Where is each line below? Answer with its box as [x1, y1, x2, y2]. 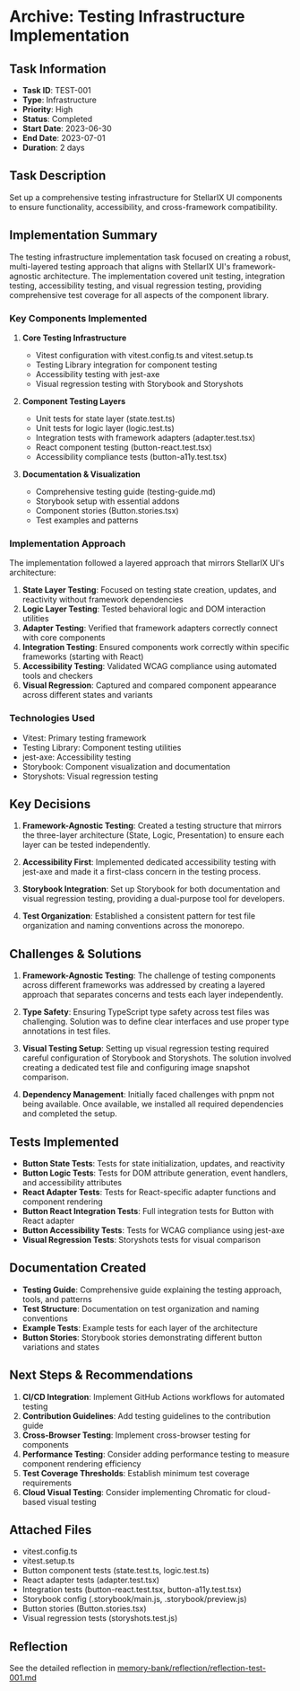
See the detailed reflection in [9, 1663, 116, 1674]
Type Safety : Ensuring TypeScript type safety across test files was [21, 1007, 270, 1017]
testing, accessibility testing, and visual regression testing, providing [9, 280, 262, 291]
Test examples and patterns [35, 515, 139, 525]
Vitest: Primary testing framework [21, 732, 147, 743]
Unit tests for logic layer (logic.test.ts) [35, 422, 175, 433]
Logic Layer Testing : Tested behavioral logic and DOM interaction [21, 603, 266, 614]
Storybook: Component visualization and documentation [21, 761, 231, 771]
